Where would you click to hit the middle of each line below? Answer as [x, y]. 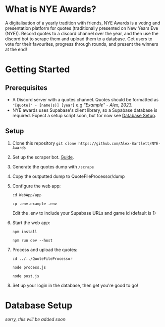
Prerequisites [26, 88]
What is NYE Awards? [51, 9]
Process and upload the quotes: [45, 249]
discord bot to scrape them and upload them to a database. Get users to [79, 39]
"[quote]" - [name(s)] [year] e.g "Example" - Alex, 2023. [72, 105]
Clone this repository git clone [44, 143]
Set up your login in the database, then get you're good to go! [75, 285]
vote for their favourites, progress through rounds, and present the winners [82, 44]
